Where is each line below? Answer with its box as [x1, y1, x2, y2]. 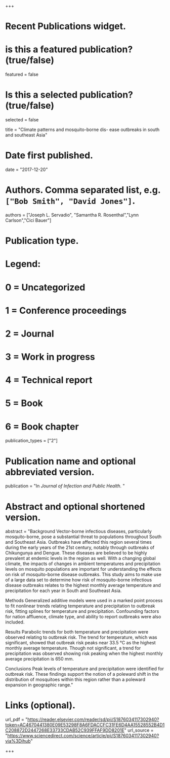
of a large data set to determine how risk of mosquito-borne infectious [5, 577, 152, 583]
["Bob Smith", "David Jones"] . [5, 195, 136, 207]
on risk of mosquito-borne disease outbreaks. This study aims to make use [5, 572, 162, 578]
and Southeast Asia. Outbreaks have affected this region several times [5, 539, 152, 545]
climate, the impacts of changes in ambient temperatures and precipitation [5, 561, 161, 567]
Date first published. [5, 150, 94, 161]
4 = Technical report [5, 374, 93, 386]
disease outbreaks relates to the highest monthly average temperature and [5, 582, 161, 588]
